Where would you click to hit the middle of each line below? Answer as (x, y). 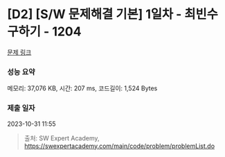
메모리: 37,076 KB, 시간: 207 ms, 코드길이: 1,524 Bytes (82, 88)
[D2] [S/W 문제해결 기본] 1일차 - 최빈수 (112, 14)
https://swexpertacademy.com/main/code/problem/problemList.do (119, 146)
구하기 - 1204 (44, 32)
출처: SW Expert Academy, (62, 138)
